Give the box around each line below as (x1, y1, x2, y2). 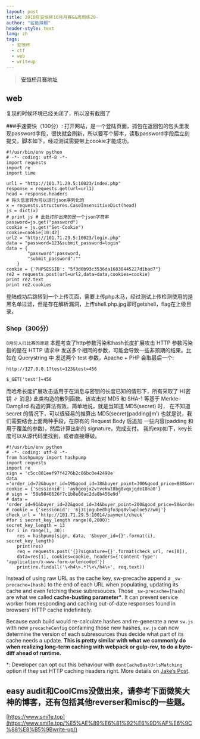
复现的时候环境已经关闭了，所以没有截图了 (6, 110, 111, 117)
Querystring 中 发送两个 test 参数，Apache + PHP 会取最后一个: (17, 354, 174, 361)
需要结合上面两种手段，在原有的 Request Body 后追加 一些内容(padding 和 (11, 417, 193, 424)
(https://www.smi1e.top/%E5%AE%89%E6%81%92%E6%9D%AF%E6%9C (6, 719, 192, 727)
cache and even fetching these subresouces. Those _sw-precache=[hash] (6, 587, 186, 594)
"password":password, (27, 251, 82, 257)
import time (6, 170, 36, 176)
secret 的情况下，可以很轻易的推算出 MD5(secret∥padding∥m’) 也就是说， (6, 409, 187, 417)
